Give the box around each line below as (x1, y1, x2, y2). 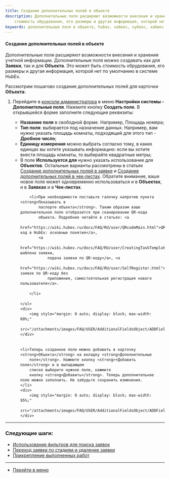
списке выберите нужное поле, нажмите (29, 368, 111, 373)
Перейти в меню (12, 467, 49, 473)
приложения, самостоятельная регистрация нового (47, 276, 152, 281)
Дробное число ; (20, 135, 57, 142)
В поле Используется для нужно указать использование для (20, 157, 153, 163)
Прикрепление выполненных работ (12, 452, 90, 458)
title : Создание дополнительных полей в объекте (5, 8, 110, 13)
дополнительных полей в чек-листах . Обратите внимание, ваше (20, 173, 160, 180)
